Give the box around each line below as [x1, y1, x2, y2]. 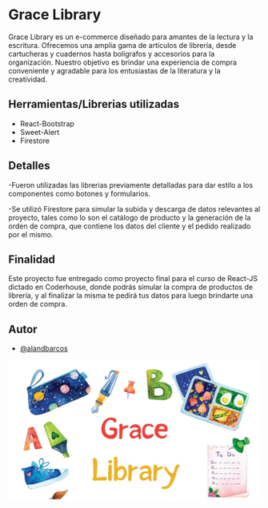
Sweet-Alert [19, 127, 60, 137]
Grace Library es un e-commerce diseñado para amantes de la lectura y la [8, 32, 254, 42]
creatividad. [8, 74, 48, 84]
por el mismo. [8, 229, 54, 239]
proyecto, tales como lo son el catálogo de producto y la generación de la [8, 212, 251, 222]
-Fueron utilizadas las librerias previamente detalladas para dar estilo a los [8, 180, 254, 189]
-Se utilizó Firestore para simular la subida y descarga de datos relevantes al [8, 204, 261, 213]
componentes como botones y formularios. [8, 189, 150, 198]
